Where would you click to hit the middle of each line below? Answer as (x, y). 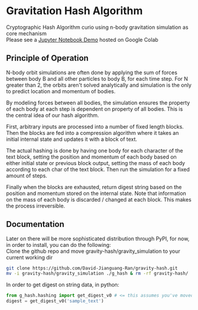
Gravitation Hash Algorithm (75, 11)
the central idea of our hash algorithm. (52, 115)
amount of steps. (27, 176)
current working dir (29, 257)
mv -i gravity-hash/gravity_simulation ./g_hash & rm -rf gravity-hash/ (97, 273)
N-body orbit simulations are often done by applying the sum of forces (92, 72)
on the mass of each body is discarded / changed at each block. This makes (99, 199)
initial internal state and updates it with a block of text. (72, 139)
